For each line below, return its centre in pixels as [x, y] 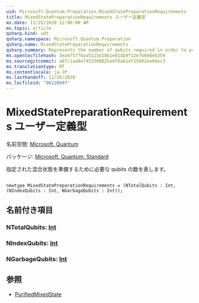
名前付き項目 [30, 210]
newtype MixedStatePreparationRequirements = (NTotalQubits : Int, [91, 185]
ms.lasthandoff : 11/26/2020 [41, 77]
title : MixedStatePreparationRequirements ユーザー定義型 [76, 17]
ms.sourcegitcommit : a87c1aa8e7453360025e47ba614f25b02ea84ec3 [86, 61]
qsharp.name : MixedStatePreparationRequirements [67, 45]
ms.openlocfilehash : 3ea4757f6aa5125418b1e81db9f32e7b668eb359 [86, 56]
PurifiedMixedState [38, 294]
